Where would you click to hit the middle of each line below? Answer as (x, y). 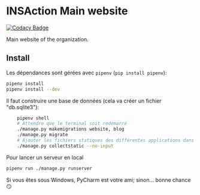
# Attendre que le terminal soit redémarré (72, 124)
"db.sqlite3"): (23, 107)
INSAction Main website (67, 11)
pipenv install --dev (33, 89)
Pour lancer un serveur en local (45, 157)
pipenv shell (33, 118)
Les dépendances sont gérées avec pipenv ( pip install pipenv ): (87, 73)
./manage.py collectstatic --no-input (65, 146)
